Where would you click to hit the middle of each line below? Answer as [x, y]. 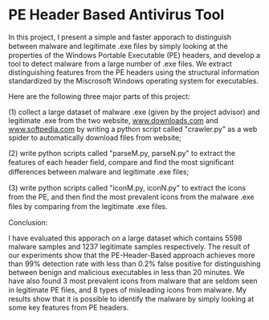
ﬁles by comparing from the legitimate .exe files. [88, 206]
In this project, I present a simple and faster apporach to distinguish [120, 37]
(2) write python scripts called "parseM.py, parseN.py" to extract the [122, 153]
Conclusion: [28, 222]
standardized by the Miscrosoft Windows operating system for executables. [134, 80]
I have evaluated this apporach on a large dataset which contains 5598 [125, 238]
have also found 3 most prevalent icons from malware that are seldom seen [133, 281]
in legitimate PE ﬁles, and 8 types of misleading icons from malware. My [128, 289]
